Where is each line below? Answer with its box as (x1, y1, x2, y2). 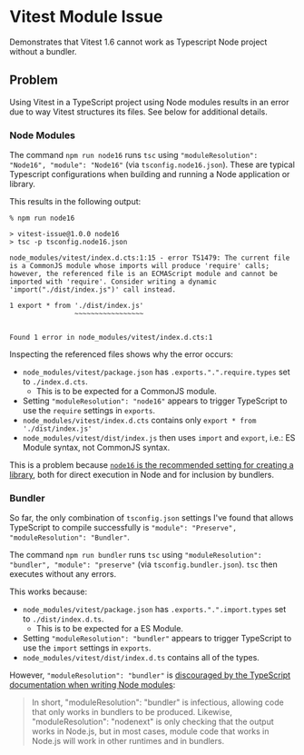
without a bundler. (9, 45, 77, 56)
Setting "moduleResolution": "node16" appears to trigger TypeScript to (22, 395, 288, 406)
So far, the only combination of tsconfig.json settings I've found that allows (9, 512, 294, 523)
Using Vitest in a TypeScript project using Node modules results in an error (9, 96, 289, 107)
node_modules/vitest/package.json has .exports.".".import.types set (22, 604, 287, 615)
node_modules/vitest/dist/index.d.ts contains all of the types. (22, 652, 260, 663)
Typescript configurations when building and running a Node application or (9, 169, 290, 180)
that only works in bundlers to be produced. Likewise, (31, 707, 233, 718)
